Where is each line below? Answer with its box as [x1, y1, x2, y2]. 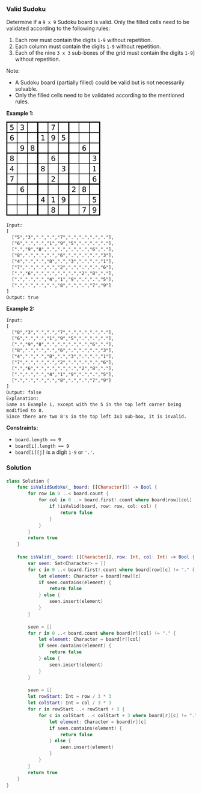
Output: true [6, 295, 39, 301]
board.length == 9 [14, 437, 61, 443]
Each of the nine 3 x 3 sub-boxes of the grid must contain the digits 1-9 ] [14, 49, 195, 56]
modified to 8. [6, 408, 44, 414]
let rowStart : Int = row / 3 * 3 [28, 694, 112, 700]
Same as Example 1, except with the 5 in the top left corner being [6, 402, 182, 408]
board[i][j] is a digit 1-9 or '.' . [14, 448, 95, 456]
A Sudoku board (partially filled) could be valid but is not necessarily [14, 79, 185, 86]
